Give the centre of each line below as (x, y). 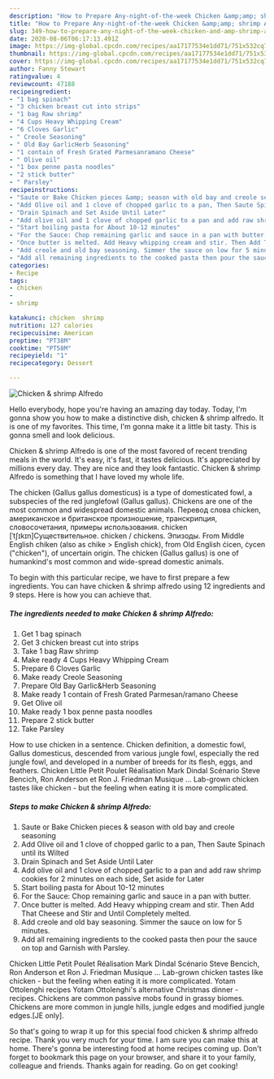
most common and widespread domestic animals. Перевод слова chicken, (135, 510)
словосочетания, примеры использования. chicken (98, 527)
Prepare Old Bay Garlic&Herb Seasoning (89, 685)
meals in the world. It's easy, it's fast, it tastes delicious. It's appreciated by (135, 459)
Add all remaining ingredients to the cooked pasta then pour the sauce (139, 939)
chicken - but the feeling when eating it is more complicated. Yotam (122, 981)
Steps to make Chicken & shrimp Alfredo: (80, 807)
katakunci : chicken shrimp (57, 318)
